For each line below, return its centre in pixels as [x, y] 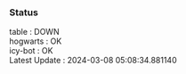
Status [24, 12]
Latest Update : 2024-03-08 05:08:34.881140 [93, 61]
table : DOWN [34, 32]
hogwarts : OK [36, 41]
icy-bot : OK [31, 51]
